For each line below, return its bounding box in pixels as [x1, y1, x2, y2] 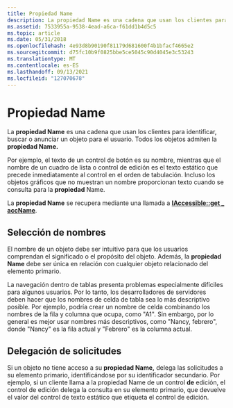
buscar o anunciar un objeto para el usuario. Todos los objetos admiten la [7, 135, 217, 143]
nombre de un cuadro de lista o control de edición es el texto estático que [7, 163, 218, 172]
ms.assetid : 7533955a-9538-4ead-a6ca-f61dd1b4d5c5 [7, 23, 157, 30]
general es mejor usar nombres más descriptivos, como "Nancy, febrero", [7, 318, 218, 326]
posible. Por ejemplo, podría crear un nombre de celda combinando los [7, 303, 210, 311]
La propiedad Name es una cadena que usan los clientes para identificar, [7, 128, 217, 136]
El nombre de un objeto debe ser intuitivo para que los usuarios [7, 245, 189, 254]
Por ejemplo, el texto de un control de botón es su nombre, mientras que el [7, 156, 221, 164]
